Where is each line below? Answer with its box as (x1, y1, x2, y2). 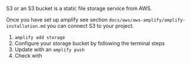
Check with (14, 52, 42, 59)
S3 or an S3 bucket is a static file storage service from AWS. (6, 5, 153, 12)
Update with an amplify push (14, 46, 85, 53)
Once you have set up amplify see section (6, 16, 108, 23)
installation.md (6, 23, 46, 29)
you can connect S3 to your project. (46, 23, 134, 29)
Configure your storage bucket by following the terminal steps (14, 40, 165, 47)
